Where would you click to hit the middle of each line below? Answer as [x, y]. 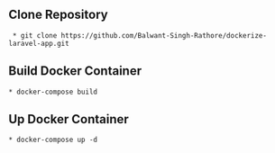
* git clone [35, 35]
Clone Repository [59, 15]
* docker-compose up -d [53, 140]
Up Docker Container [69, 119]
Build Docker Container [75, 71]
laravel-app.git [39, 43]
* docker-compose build [53, 92]
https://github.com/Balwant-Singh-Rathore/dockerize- [164, 35]
